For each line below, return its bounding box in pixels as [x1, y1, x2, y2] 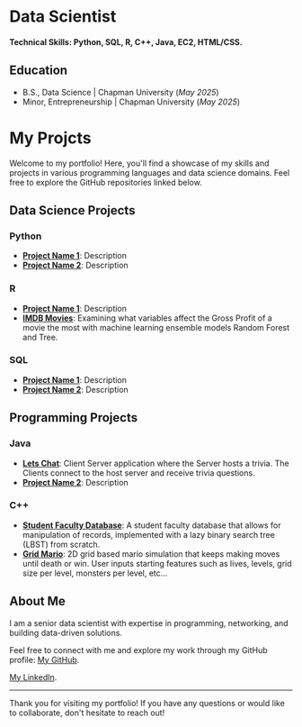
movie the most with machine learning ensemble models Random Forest [22, 322, 290, 332]
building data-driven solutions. [9, 627, 123, 638]
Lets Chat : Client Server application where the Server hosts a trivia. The [22, 458, 289, 468]
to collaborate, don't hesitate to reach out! [9, 707, 165, 718]
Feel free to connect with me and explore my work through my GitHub [9, 644, 268, 655]
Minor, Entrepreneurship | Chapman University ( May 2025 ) [22, 96, 241, 107]
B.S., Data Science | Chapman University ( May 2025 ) [22, 86, 219, 97]
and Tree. [22, 332, 58, 342]
